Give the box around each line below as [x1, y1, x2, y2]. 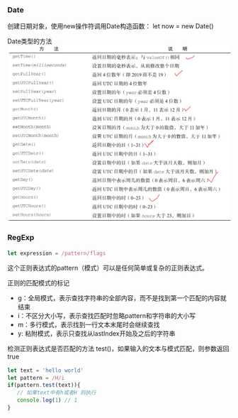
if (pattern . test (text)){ [7, 382, 81, 389]
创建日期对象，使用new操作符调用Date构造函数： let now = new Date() [7, 22, 214, 31]
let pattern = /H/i [7, 374, 65, 381]
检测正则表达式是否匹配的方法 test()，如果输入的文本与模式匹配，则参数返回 [7, 344, 229, 353]
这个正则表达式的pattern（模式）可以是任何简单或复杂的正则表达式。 [7, 263, 209, 272]
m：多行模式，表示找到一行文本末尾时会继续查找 [17, 320, 161, 329]
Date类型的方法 [7, 37, 52, 45]
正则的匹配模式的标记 [7, 278, 69, 287]
